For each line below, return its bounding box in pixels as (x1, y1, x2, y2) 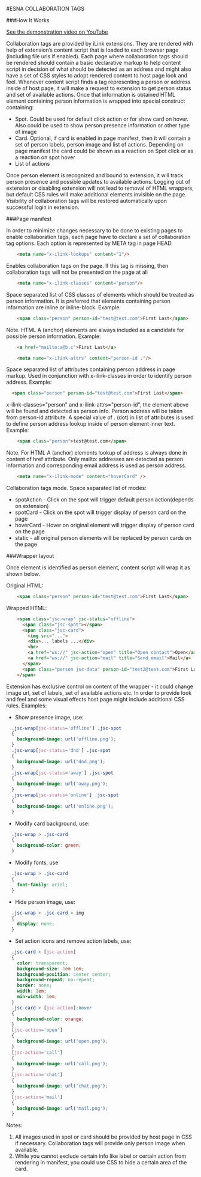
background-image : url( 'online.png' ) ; (17, 803, 114, 809)
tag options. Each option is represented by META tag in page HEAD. (6, 240, 173, 247)
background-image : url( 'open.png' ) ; (17, 1038, 109, 1044)
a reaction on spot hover (14, 154, 76, 161)
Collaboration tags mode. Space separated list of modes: (6, 485, 147, 491)
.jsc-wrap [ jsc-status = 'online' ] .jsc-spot (11, 792, 119, 798)
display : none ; (17, 921, 55, 927)
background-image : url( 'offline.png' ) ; (17, 736, 117, 742)
